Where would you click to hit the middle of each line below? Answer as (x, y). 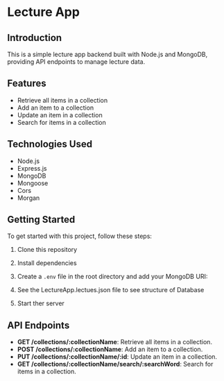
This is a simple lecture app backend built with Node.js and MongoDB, (107, 54)
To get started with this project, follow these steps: (80, 236)
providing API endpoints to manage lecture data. (76, 62)
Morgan (28, 198)
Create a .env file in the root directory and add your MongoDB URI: (112, 277)
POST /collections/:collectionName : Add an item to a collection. (110, 349)
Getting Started (41, 220)
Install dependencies (47, 263)
